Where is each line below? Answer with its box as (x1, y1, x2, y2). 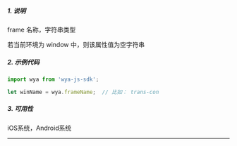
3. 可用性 (7, 105, 34, 113)
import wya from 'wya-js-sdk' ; (7, 76, 99, 83)
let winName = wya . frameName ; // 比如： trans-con (7, 88, 159, 95)
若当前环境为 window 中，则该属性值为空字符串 (7, 40, 145, 48)
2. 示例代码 (7, 58, 40, 66)
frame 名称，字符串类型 (7, 25, 76, 34)
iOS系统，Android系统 (7, 124, 72, 132)
